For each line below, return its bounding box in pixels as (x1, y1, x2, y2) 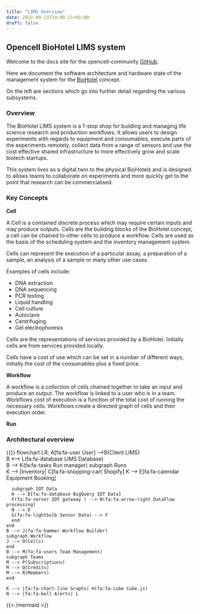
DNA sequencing (14, 285, 57, 293)
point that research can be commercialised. (6, 179, 113, 186)
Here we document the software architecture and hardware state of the (6, 70, 182, 77)
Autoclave (14, 311, 40, 318)
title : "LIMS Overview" (6, 8, 66, 15)
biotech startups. (6, 154, 48, 162)
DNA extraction (14, 279, 53, 287)
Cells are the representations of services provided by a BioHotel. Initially (6, 335, 184, 342)
